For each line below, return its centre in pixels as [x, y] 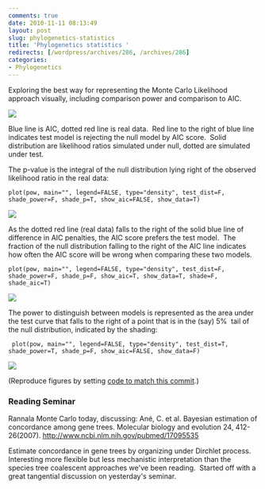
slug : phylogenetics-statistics [61, 38]
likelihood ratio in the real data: [59, 178]
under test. [26, 154]
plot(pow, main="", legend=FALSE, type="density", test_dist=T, [120, 344]
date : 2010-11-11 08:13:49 [53, 23]
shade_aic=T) [30, 283]
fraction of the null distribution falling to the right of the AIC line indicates [127, 246]
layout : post [30, 30]
